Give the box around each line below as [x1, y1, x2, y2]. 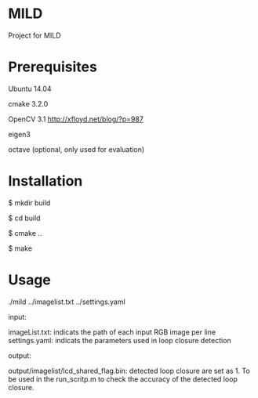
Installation [8, 172, 83, 190]
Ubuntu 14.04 [8, 84, 53, 93]
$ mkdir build [8, 197, 51, 208]
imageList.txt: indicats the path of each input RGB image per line [8, 327, 216, 337]
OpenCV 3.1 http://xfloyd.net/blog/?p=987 [8, 114, 144, 124]
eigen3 [8, 129, 31, 139]
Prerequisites [8, 58, 98, 76]
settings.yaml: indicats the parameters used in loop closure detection [8, 335, 231, 345]
